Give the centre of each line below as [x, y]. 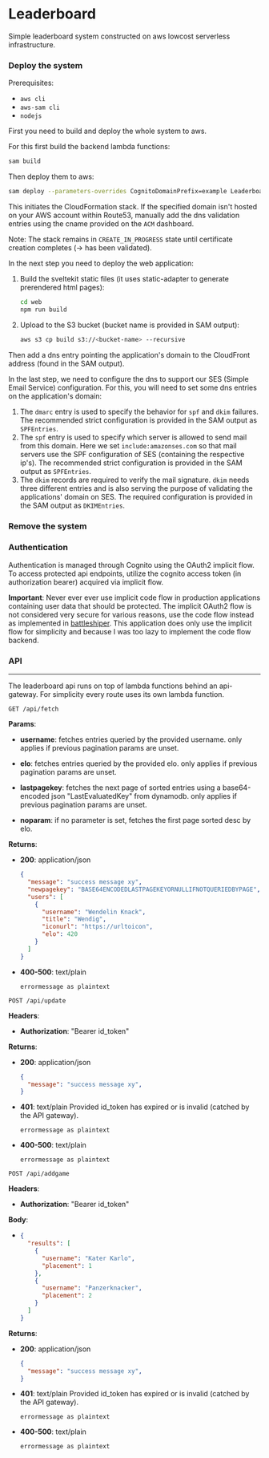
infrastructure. [32, 44]
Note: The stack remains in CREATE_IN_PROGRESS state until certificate [121, 239]
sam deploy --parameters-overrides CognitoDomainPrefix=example [118, 192]
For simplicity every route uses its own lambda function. [132, 695]
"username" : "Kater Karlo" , [88, 1258]
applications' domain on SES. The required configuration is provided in [137, 496]
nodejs [31, 116]
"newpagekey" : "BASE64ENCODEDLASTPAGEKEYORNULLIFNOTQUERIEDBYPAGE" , [144, 889]
